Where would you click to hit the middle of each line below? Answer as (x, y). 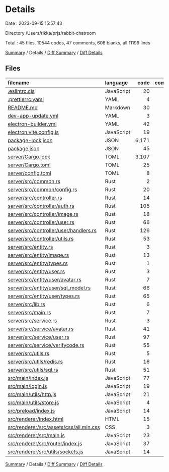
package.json (24, 148)
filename (19, 83)
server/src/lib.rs (26, 304)
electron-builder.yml (32, 124)
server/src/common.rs (34, 181)
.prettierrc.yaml (26, 99)
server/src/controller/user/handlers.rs (52, 230)
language (116, 83)
